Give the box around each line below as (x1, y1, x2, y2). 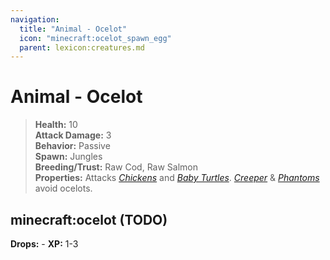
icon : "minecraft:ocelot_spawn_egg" (19, 33, 172, 43)
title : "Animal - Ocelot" (19, 24, 128, 34)
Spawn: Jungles (34, 151, 103, 163)
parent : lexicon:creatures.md (19, 42, 145, 53)
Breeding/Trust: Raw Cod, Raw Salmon (34, 161, 198, 173)
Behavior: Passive (34, 140, 111, 152)
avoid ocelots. (34, 182, 93, 195)
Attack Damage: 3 (34, 129, 112, 141)
